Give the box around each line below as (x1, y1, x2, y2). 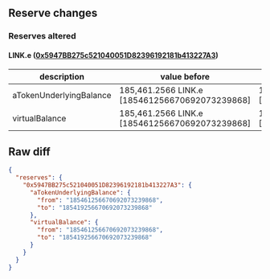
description (39, 71, 84, 82)
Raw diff (8, 145, 51, 158)
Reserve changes (8, 6, 98, 20)
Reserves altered (8, 31, 76, 42)
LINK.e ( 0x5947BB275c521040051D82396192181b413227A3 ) (8, 50, 219, 59)
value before (160, 71, 211, 82)
